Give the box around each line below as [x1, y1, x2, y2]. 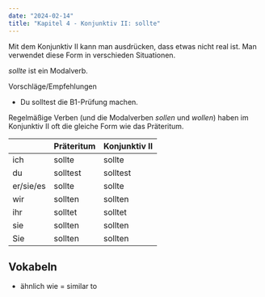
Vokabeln [8, 260, 58, 274]
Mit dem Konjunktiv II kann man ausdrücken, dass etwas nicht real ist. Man [8, 41, 257, 51]
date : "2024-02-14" [8, 11, 74, 20]
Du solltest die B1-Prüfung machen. [19, 97, 139, 107]
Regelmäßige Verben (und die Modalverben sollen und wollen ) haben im [8, 112, 249, 122]
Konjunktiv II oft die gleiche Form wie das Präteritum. [8, 121, 184, 131]
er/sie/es [12, 180, 46, 191]
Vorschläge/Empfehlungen [8, 82, 97, 91]
